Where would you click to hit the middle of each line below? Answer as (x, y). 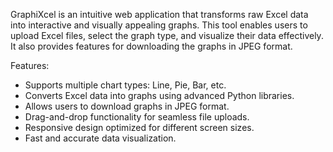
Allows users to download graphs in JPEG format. (127, 106)
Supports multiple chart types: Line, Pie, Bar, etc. (125, 85)
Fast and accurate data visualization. (100, 138)
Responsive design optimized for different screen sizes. (139, 127)
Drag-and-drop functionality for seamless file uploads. (137, 117)
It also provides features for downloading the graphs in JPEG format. (151, 46)
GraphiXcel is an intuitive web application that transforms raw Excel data (159, 14)
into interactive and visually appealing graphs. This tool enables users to (159, 25)
